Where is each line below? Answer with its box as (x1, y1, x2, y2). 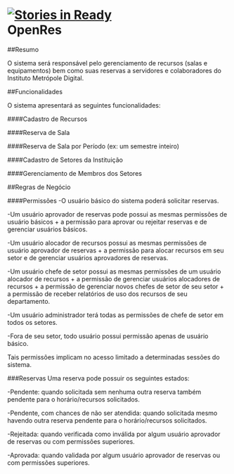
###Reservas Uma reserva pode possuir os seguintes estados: (7, 373, 190, 383)
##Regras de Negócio (7, 183, 71, 191)
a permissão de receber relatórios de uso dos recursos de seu (7, 289, 188, 298)
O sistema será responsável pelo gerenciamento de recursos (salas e (7, 58, 208, 67)
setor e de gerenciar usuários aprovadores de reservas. (7, 253, 169, 262)
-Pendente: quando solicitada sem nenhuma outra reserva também (7, 387, 202, 396)
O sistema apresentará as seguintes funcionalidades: (7, 101, 161, 109)
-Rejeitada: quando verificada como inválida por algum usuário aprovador (7, 430, 221, 438)
